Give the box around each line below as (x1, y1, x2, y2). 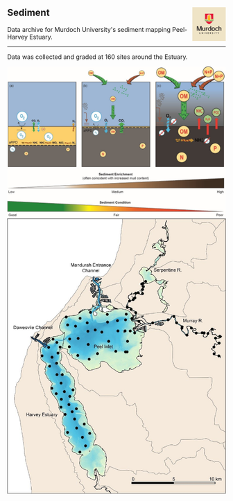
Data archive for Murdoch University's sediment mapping (7, 25, 171, 33)
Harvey (7, 33, 28, 41)
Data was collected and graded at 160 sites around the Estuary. (7, 53, 188, 61)
